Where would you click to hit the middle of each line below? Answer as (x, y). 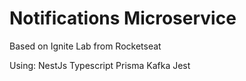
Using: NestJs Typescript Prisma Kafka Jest (100, 65)
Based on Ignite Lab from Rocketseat (85, 46)
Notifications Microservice (123, 18)
